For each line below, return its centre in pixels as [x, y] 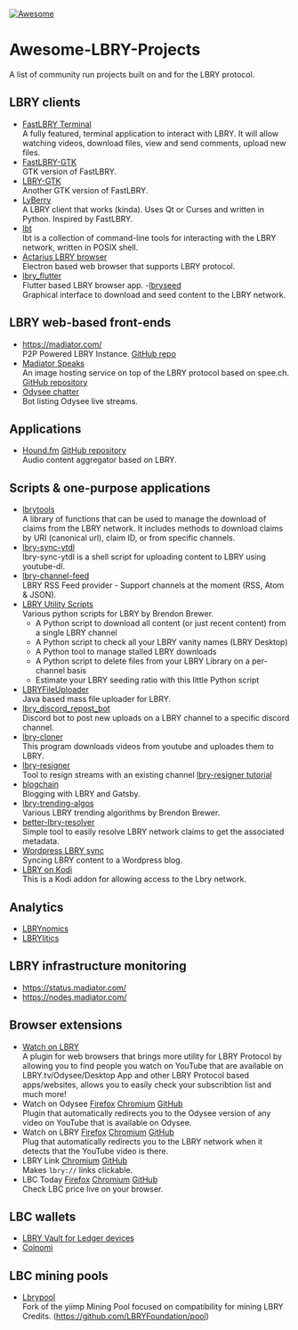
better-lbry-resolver [58, 822]
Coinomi [37, 1248]
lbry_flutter [42, 276]
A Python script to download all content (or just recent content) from [161, 624]
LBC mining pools [59, 1276]
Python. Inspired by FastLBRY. [77, 219]
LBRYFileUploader [56, 690]
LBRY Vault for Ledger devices [78, 1238]
